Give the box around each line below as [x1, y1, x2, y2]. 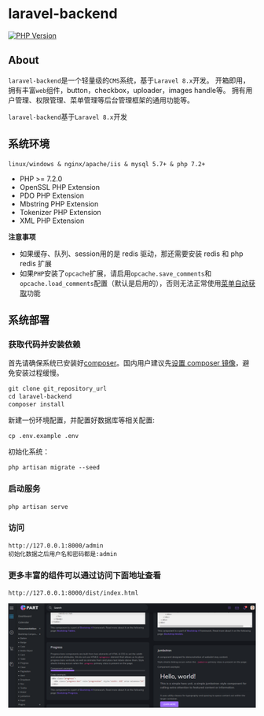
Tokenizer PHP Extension [19, 207, 102, 217]
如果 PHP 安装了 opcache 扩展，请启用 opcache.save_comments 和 [19, 269, 212, 278]
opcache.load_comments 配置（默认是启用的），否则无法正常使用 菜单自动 [19, 278, 249, 288]
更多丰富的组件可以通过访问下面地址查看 [8, 569, 161, 581]
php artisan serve [8, 503, 68, 510]
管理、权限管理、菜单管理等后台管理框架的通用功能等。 [14, 95, 194, 105]
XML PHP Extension [19, 216, 85, 225]
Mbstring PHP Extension [19, 198, 99, 209]
